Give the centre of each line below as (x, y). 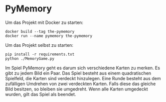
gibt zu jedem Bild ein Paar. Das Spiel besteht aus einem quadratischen (78, 73)
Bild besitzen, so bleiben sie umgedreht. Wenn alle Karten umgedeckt (77, 89)
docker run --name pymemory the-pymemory (49, 36)
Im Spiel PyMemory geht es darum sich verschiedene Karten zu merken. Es (83, 68)
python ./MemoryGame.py (30, 58)
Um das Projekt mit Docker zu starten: (44, 22)
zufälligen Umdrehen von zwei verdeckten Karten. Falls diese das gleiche (81, 84)
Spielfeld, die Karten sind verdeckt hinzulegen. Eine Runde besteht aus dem (83, 78)
